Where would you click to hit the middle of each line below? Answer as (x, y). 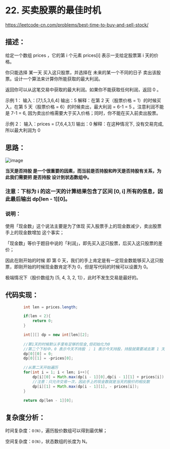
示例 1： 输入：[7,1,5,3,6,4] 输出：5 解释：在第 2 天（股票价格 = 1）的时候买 (83, 100)
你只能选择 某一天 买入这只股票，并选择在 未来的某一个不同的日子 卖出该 (81, 72)
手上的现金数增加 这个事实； (35, 232)
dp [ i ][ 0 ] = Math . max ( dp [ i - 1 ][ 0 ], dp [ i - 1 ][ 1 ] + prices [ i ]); (99, 377)
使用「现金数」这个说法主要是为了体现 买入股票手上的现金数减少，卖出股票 (83, 226)
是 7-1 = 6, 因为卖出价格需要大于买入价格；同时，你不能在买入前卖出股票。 (83, 113)
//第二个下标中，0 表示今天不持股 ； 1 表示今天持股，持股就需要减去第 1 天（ (96, 349)
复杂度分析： (25, 417)
